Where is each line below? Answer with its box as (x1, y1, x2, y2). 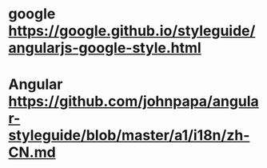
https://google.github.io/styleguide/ (8, 22, 256, 40)
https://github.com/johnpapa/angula (8, 93, 260, 110)
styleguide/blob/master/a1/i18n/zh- (8, 126, 250, 145)
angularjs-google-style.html (8, 39, 201, 57)
